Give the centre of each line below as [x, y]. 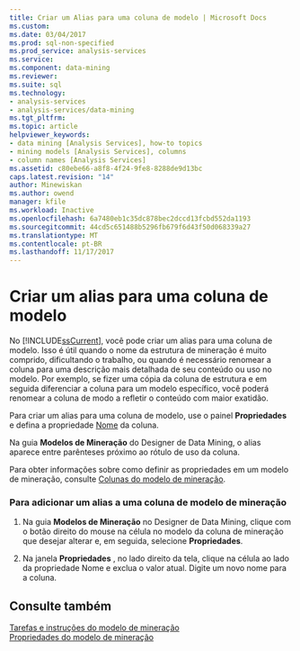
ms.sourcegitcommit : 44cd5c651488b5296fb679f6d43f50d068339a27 [130, 227]
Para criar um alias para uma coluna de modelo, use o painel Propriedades [148, 416]
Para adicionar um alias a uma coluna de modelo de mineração [148, 502]
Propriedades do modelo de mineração [82, 637]
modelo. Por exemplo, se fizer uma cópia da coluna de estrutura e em [138, 379]
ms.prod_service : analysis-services [78, 51]
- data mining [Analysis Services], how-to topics [106, 143]
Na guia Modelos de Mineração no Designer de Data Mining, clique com [157, 522]
